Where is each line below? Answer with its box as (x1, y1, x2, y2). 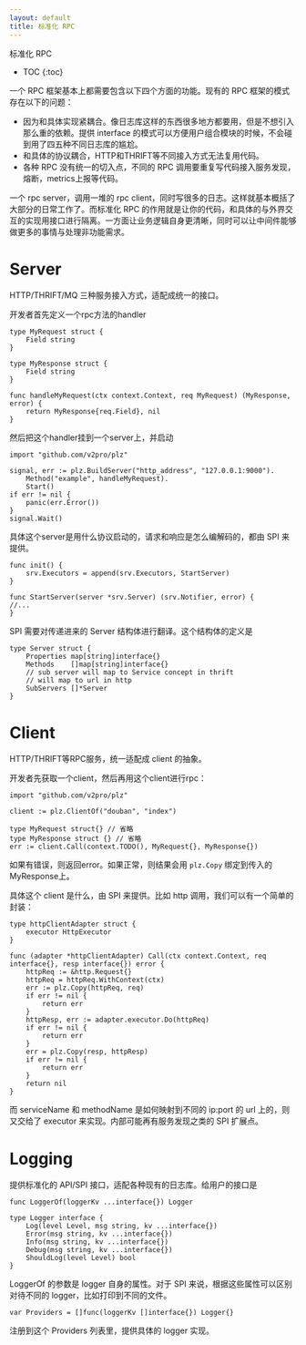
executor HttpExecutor (25, 928, 112, 937)
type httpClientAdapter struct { (9, 919, 137, 929)
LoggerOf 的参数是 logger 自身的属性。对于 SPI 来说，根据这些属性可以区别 (9, 1278, 293, 1289)
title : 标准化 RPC (9, 22, 76, 31)
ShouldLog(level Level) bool (25, 1254, 137, 1263)
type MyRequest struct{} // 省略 (9, 825, 134, 834)
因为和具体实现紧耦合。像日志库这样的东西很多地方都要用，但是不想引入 (22, 116, 294, 127)
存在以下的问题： (9, 97, 74, 108)
